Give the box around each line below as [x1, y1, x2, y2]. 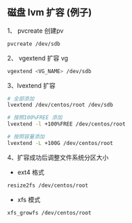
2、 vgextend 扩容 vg [7, 54, 68, 62]
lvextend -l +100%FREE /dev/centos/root [7, 121, 126, 128]
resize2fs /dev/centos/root [7, 182, 89, 189]
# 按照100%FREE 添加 [7, 114, 63, 121]
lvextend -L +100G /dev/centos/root [7, 139, 113, 146]
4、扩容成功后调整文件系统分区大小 [7, 153, 109, 162]
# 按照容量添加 [7, 133, 45, 141]
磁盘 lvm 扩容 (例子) [7, 6, 92, 19]
